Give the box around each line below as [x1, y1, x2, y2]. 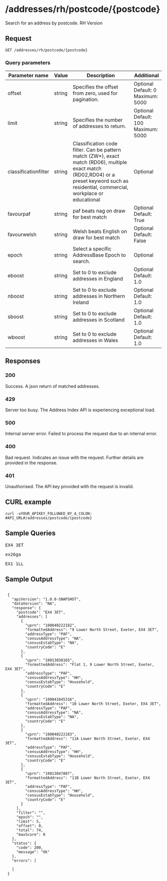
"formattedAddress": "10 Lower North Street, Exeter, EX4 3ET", [25, 701, 162, 707]
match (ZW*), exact [73, 153, 119, 160]
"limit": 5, [16, 819, 41, 824]
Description [86, 72, 115, 79]
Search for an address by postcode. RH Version [5, 20, 103, 26]
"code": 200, [16, 845, 43, 850]
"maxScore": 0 [16, 832, 46, 837]
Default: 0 [133, 87, 157, 94]
